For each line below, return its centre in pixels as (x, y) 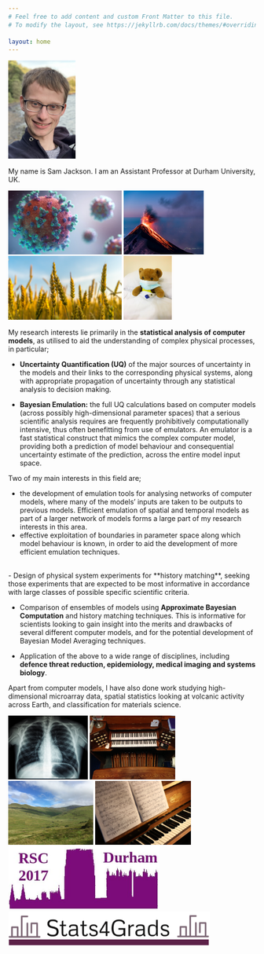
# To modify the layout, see (56, 25)
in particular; (29, 349)
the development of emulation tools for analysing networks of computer (136, 494)
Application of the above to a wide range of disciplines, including (125, 656)
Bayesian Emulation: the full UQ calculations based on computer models (137, 405)
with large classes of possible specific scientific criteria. (99, 593)
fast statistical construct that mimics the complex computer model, (127, 438)
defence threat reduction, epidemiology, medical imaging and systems (137, 665)
